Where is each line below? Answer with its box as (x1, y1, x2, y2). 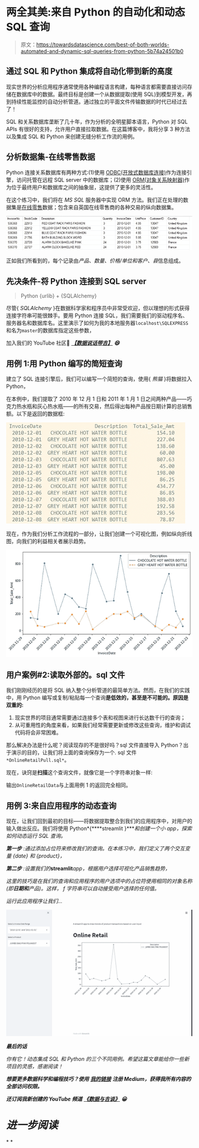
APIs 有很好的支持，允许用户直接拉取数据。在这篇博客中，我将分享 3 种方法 (6, 125, 191, 132)
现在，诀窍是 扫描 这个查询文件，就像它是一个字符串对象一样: (6, 769, 153, 776)
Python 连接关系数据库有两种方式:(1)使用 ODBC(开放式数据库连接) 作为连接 (6, 168, 187, 176)
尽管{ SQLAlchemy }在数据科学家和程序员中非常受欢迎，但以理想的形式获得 (6, 305, 190, 312)
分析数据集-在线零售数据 (6, 152, 96, 162)
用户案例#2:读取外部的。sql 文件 (6, 670, 125, 680)
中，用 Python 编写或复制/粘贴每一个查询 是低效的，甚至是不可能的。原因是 (6, 694, 189, 701)
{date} (12, 852, 28, 860)
